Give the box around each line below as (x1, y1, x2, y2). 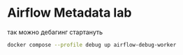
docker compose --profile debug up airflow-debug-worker (7, 41, 177, 48)
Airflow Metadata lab (7, 5, 132, 21)
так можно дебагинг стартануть (7, 28, 103, 36)
